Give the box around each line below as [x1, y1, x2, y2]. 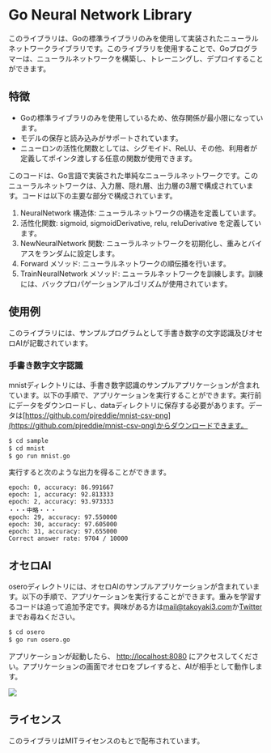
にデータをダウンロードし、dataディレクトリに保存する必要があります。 [8, 400, 249, 410]
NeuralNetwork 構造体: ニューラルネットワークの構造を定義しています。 [19, 208, 260, 218]
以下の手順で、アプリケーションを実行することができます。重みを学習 [21, 592, 255, 602]
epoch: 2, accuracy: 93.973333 [8, 498, 114, 506]
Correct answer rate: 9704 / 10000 [8, 534, 129, 543]
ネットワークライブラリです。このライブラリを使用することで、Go [8, 43, 230, 53]
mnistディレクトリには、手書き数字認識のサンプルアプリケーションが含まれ [8, 380, 260, 389]
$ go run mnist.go [8, 452, 70, 460]
